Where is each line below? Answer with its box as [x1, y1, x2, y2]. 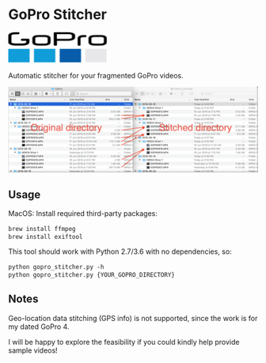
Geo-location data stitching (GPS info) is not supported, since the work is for [8, 313, 258, 323]
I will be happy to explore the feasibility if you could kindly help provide [8, 337, 240, 346]
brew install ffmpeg [8, 225, 77, 233]
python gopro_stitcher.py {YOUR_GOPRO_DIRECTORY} [8, 270, 176, 278]
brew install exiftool [8, 233, 83, 240]
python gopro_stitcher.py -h [8, 263, 104, 270]
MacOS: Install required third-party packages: [8, 208, 158, 218]
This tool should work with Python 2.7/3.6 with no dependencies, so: [8, 247, 232, 256]
